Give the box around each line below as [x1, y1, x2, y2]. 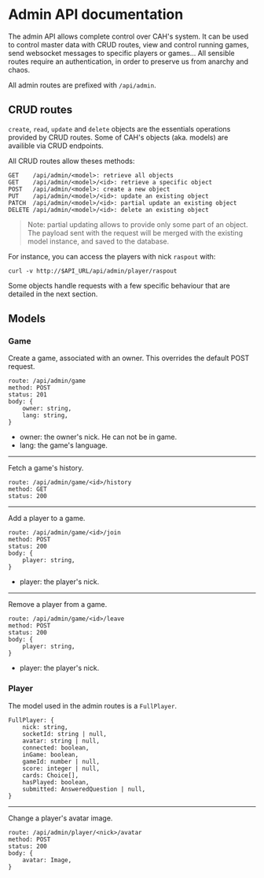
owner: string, [22, 404, 72, 413]
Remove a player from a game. [8, 600, 108, 609]
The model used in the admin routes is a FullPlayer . [8, 701, 178, 710]
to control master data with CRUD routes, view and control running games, [8, 39, 249, 49]
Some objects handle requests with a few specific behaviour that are [8, 281, 230, 290]
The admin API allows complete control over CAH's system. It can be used [8, 32, 249, 41]
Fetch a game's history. [8, 463, 84, 473]
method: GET [8, 486, 47, 493]
